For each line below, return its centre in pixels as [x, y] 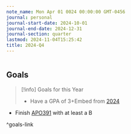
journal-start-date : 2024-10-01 [47, 23]
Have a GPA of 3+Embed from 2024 [75, 101]
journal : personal [29, 17]
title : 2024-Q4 [25, 46]
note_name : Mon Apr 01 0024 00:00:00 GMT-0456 [66, 12]
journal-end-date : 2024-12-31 [44, 29]
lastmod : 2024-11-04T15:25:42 [44, 40]
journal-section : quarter [39, 34]
